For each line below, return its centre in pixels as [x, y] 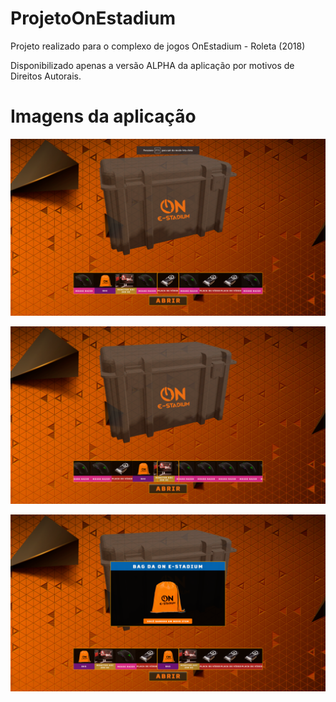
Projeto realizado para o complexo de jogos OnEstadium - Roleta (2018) [158, 46]
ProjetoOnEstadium [93, 18]
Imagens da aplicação [103, 116]
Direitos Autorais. [46, 76]
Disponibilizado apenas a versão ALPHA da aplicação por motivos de [152, 65]
